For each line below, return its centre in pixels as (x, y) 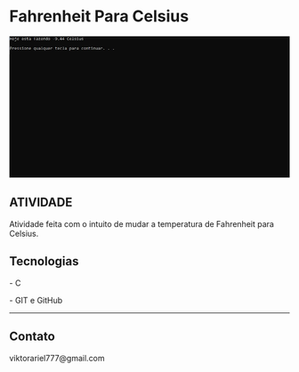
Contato (32, 337)
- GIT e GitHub (36, 300)
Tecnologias (44, 261)
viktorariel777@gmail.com (57, 358)
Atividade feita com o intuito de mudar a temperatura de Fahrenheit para (141, 223)
